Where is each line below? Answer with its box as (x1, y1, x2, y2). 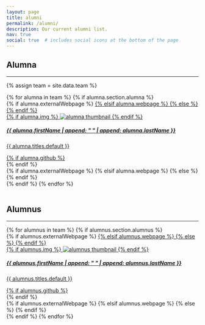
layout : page (6, 9, 40, 15)
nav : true (6, 32, 32, 38)
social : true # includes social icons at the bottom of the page (6, 37, 179, 43)
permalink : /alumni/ (6, 20, 59, 26)
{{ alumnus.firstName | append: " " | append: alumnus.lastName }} (6, 260, 182, 267)
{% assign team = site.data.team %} (6, 82, 98, 89)
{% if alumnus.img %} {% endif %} (6, 245, 149, 253)
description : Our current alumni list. (6, 26, 108, 32)
